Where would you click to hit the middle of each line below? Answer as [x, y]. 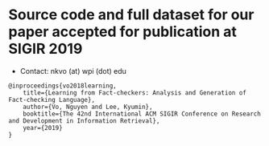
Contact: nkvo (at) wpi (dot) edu [73, 71]
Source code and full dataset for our [131, 15]
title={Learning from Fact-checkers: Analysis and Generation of [135, 93]
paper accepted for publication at [123, 32]
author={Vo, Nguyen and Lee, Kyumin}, [88, 107]
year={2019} [43, 128]
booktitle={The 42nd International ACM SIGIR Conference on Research [142, 114]
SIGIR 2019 [46, 49]
